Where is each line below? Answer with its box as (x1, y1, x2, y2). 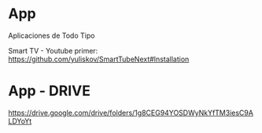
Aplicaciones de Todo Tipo (8, 31, 95, 40)
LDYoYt (8, 116, 32, 126)
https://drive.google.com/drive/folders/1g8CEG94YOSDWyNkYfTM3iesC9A (8, 108, 254, 117)
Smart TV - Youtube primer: (8, 46, 98, 55)
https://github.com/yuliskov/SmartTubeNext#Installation (8, 54, 190, 64)
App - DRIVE (8, 82, 90, 100)
